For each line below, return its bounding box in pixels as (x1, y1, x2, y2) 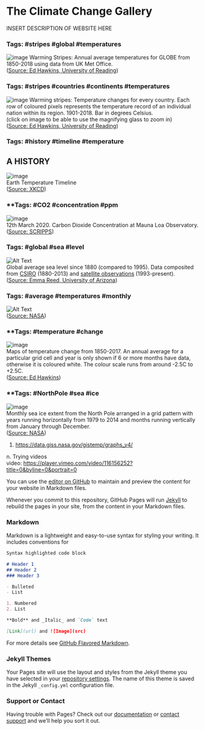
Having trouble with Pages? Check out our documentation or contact (6, 710, 179, 718)
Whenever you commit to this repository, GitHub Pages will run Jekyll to (6, 496, 188, 503)
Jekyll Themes (6, 654, 51, 663)
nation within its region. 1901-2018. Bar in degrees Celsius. (6, 109, 154, 116)
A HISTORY (6, 156, 50, 167)
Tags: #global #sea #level (6, 243, 84, 252)
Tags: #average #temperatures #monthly (6, 292, 132, 300)
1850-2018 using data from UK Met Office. (6, 60, 113, 68)
